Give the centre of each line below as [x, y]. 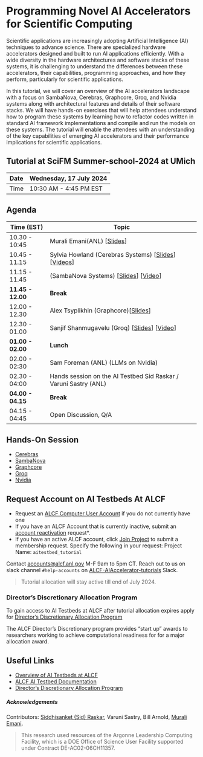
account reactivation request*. [53, 533]
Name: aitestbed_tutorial [48, 552]
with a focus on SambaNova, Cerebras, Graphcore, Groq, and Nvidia [92, 97]
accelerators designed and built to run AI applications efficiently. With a [95, 53]
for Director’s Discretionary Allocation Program [64, 617]
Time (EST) [27, 227]
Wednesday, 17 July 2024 [68, 178]
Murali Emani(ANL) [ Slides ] [89, 241]
